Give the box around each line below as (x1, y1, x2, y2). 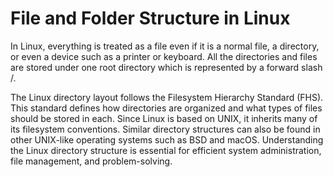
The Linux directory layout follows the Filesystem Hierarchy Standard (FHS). (10, 91, 324, 103)
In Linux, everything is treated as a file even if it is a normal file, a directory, (10, 40, 320, 52)
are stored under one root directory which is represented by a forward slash (10, 61, 323, 73)
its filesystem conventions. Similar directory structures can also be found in (10, 123, 321, 135)
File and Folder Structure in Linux (10, 7, 291, 30)
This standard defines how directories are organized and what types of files (10, 102, 323, 114)
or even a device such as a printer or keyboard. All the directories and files (10, 50, 318, 62)
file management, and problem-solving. (10, 155, 173, 167)
